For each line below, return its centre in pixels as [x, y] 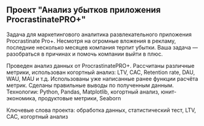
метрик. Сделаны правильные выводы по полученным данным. [90, 85]
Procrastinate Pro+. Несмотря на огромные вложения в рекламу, [91, 41]
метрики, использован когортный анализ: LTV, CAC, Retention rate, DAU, [100, 72]
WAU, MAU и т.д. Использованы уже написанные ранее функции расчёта [102, 78]
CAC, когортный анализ [37, 116]
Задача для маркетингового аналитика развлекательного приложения [99, 34]
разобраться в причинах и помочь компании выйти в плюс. [85, 54]
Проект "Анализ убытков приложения [84, 10]
